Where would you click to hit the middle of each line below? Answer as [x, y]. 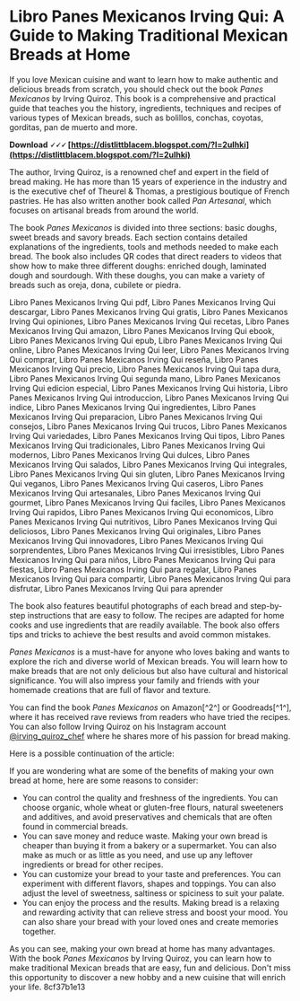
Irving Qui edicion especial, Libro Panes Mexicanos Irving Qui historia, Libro [149, 388]
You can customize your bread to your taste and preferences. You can [151, 874]
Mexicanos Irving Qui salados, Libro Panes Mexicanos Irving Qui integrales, [148, 464]
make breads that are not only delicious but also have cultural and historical [149, 671]
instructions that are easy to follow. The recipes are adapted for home [156, 615]
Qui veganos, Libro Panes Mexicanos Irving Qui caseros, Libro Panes [137, 483]
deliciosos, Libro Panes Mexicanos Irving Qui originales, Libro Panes [135, 531]
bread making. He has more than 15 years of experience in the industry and [148, 181]
